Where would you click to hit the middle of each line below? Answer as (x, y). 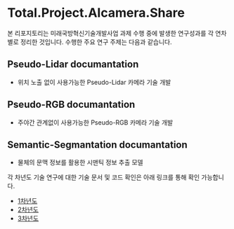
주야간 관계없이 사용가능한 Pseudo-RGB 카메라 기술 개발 (95, 122)
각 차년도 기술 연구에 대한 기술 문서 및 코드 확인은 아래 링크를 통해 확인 (104, 177)
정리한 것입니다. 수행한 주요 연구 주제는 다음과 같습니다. (96, 42)
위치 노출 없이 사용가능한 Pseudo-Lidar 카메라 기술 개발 (94, 82)
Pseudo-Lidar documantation (73, 64)
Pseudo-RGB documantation (71, 105)
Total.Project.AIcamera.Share (96, 13)
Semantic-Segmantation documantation (97, 145)
